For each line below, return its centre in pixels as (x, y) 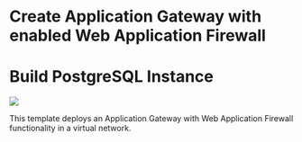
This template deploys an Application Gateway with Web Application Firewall (151, 119)
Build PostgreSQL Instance (112, 77)
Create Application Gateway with (136, 17)
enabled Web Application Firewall (137, 35)
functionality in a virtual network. (70, 129)
